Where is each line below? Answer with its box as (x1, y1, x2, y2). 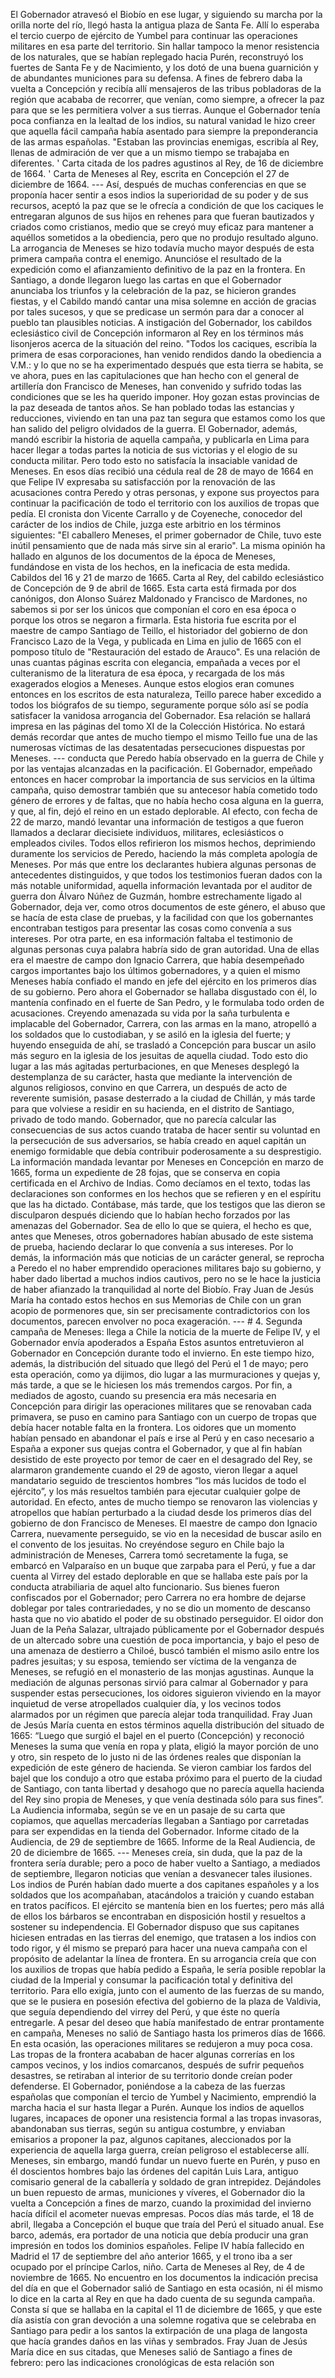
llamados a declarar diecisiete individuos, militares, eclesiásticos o (10, 827, 285, 838)
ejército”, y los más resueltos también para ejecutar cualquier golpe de (10, 1485, 301, 1497)
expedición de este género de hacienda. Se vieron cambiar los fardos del (10, 1762, 312, 1773)
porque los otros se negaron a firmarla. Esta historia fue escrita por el (10, 614, 297, 626)
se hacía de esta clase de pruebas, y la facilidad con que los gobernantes (10, 912, 314, 923)
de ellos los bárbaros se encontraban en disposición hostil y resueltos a (10, 1910, 307, 1922)
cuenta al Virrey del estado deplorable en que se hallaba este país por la (10, 1570, 308, 1582)
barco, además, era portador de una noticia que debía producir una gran (10, 2229, 309, 2241)
